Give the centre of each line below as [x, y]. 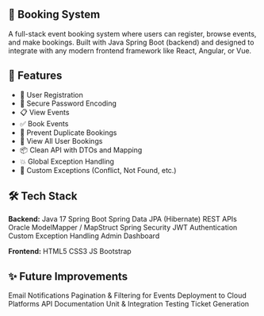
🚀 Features [35, 76]
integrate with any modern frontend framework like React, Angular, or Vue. [130, 50]
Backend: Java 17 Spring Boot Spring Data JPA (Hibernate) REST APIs [123, 219]
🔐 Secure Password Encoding [68, 103]
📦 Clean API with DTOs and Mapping [81, 150]
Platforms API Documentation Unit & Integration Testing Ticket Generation [129, 304]
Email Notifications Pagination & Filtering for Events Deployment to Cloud [128, 295]
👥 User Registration [51, 94]
